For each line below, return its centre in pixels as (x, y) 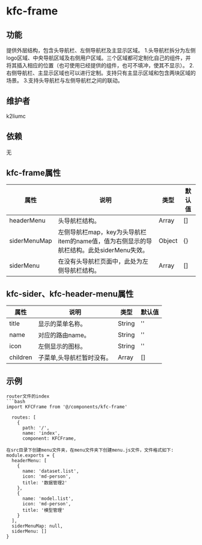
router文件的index (28, 396)
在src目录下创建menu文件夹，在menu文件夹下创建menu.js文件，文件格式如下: (90, 450)
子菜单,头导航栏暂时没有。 (75, 358)
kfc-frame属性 (34, 173)
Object (168, 241)
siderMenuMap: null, (37, 526)
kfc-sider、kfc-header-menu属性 (70, 294)
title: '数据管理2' (45, 483)
